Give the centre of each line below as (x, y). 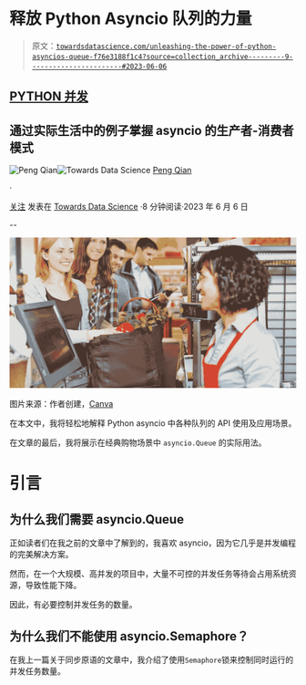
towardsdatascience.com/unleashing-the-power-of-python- (166, 47)
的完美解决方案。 (41, 555)
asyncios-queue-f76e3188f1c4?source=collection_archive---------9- (162, 57)
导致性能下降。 (53, 586)
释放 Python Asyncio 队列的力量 (131, 19)
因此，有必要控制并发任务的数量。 (73, 605)
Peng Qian (172, 171)
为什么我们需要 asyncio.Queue (97, 519)
